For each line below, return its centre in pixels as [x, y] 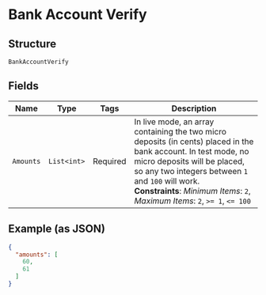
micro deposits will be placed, [190, 161]
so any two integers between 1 [191, 171]
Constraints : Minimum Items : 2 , [192, 191]
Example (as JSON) [57, 229]
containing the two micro [180, 131]
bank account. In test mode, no [192, 151]
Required [109, 161]
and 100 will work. [167, 181]
